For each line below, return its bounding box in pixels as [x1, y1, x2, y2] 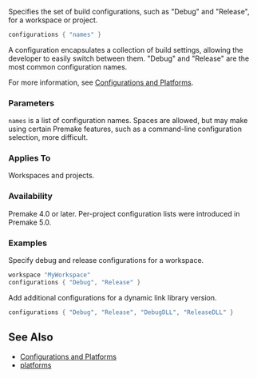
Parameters [8, 97, 54, 109]
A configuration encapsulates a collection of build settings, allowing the [8, 45, 243, 54]
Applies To [8, 153, 51, 164]
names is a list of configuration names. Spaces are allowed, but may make [8, 116, 248, 125]
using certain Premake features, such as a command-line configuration [8, 124, 242, 134]
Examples [8, 237, 48, 249]
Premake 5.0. [8, 217, 52, 227]
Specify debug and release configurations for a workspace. [8, 256, 204, 265]
